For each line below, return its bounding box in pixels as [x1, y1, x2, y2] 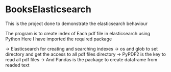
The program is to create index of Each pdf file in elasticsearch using [5, 30, 151, 36]
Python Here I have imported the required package [5, 36, 112, 42]
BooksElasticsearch [5, 4, 92, 15]
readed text [5, 62, 30, 68]
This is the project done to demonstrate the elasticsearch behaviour [5, 20, 148, 27]
